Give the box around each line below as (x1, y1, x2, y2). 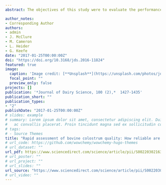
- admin (5, 30, 21, 35)
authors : (5, 25, 23, 30)
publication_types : (5, 99, 45, 104)
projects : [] (5, 85, 32, 90)
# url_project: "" (5, 159, 43, 164)
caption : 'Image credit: (9, 71, 61, 77)
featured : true (5, 62, 37, 67)
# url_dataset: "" (5, 145, 43, 150)
